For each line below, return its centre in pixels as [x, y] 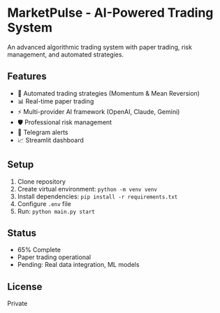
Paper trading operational [54, 257]
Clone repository [42, 181]
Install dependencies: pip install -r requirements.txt [97, 196]
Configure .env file [44, 203]
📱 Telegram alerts [43, 132]
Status [22, 233]
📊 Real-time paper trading [56, 101]
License [25, 287]
